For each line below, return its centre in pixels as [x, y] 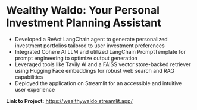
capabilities [29, 77]
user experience [35, 89]
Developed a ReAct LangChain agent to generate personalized [91, 39]
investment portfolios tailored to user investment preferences [90, 46]
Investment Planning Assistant [84, 23]
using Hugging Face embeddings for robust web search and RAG [94, 70]
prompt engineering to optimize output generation [76, 58]
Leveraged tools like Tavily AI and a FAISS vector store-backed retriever [103, 64]
